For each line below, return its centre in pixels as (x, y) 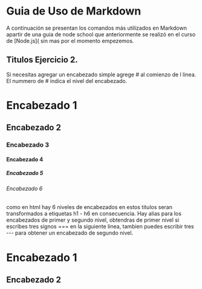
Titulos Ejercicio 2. (42, 60)
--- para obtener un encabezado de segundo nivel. (70, 233)
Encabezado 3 (28, 145)
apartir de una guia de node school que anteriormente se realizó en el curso (101, 34)
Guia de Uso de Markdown (74, 11)
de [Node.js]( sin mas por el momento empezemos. (70, 41)
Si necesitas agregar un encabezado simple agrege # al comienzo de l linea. (101, 75)
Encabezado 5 (25, 173)
